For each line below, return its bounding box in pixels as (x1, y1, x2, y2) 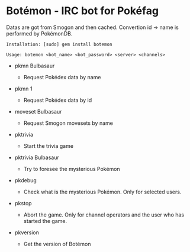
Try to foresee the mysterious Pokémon (23, 165, 120, 172)
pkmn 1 (14, 85, 33, 92)
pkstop (14, 199, 32, 206)
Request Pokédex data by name (23, 73, 101, 80)
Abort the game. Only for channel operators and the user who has (23, 211, 185, 218)
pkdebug (14, 176, 37, 184)
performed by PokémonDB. (6, 30, 73, 37)
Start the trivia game (23, 142, 74, 149)
